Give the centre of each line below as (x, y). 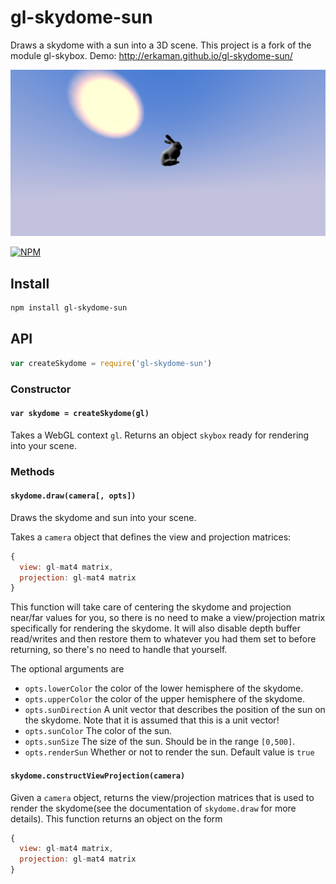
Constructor (41, 389)
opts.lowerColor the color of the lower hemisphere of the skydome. (164, 688)
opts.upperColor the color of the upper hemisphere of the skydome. (164, 699)
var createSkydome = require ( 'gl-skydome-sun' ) (111, 363)
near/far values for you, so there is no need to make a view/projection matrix (168, 618)
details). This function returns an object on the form (116, 818)
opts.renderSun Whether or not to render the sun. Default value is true (169, 752)
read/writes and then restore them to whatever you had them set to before (163, 639)
